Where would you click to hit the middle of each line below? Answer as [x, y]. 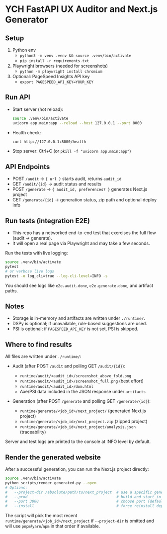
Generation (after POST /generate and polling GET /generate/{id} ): [81, 401]
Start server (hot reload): [38, 109]
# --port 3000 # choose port [75, 501]
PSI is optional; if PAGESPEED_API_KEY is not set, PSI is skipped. [75, 329]
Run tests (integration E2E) [48, 221]
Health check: [27, 132]
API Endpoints [28, 167]
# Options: [16, 488]
